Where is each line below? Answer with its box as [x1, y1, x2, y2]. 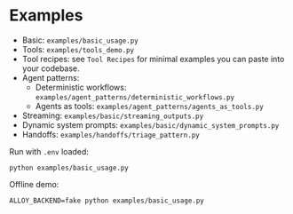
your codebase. [21, 63, 80, 74]
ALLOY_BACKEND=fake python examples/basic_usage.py [9, 196, 204, 205]
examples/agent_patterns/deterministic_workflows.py [35, 92, 235, 102]
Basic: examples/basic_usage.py [21, 35, 139, 45]
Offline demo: [9, 178, 59, 189]
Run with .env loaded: [9, 146, 89, 156]
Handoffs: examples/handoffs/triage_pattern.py [21, 129, 200, 139]
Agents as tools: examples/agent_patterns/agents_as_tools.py [35, 100, 264, 111]
